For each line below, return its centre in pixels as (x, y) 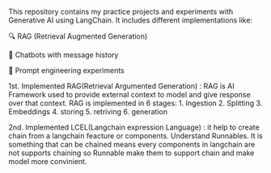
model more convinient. (48, 161)
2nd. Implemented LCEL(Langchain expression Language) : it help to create (134, 127)
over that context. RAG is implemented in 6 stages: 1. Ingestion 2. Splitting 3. (135, 103)
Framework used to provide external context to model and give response (129, 95)
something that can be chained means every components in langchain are (132, 144)
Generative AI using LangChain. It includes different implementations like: (131, 20)
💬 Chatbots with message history (64, 55)
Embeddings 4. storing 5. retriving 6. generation (88, 111)
